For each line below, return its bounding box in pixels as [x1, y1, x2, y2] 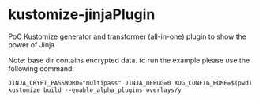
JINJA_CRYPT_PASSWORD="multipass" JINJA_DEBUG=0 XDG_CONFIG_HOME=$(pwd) [8, 79, 253, 87]
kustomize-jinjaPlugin [8, 6, 156, 24]
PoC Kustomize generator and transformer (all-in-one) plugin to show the [8, 32, 247, 41]
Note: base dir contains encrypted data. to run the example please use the [8, 55, 250, 65]
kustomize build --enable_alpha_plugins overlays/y [8, 85, 182, 94]
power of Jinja [8, 40, 55, 49]
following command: [8, 63, 75, 73]
